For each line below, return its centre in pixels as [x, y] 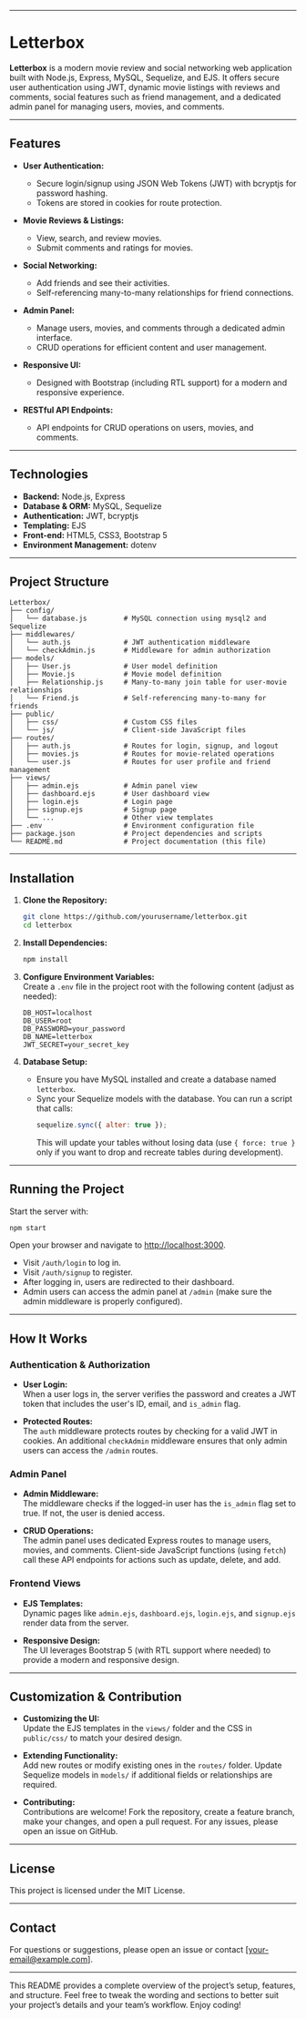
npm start [28, 1228]
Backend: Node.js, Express [74, 496]
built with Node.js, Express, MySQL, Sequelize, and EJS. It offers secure [144, 77]
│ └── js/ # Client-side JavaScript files [128, 730]
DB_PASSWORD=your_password [74, 1029]
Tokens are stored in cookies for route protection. [129, 202]
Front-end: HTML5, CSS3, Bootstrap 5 [95, 535]
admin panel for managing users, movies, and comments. [117, 107]
